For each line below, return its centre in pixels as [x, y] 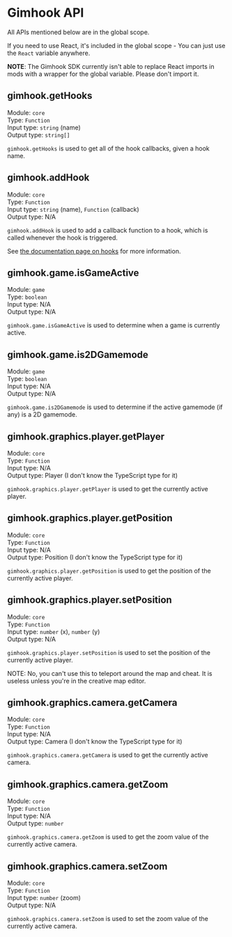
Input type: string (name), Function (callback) [73, 209]
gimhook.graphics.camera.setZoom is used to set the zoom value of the [108, 919]
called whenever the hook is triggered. [63, 238]
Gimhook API [46, 13]
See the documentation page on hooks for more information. [94, 251]
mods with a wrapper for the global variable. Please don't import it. [103, 74]
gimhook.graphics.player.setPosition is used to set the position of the [109, 652]
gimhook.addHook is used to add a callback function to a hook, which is [108, 230]
